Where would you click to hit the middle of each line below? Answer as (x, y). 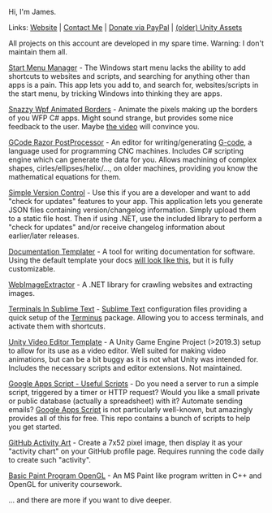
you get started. (35, 427)
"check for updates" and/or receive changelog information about (117, 227)
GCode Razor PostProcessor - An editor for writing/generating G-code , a (130, 142)
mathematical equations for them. (65, 177)
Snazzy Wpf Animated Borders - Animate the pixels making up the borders (133, 109)
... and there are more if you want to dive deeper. (90, 500)
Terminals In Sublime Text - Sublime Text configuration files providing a (128, 309)
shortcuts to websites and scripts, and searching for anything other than (129, 76)
